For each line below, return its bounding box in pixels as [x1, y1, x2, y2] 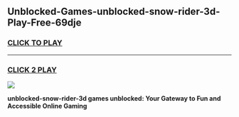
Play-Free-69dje [7, 17, 82, 29]
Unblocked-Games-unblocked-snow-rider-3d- [7, 6, 221, 18]
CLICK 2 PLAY [7, 65, 57, 74]
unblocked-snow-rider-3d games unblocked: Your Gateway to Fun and [7, 94, 221, 102]
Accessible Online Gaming [7, 101, 87, 110]
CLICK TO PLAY [7, 38, 63, 48]
